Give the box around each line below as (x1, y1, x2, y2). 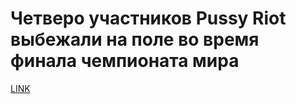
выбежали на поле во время (10, 28, 260, 51)
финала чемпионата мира (10, 50, 240, 72)
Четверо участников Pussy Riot (10, 7, 287, 30)
